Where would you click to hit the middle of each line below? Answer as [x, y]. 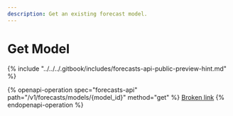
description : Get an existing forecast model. [77, 14]
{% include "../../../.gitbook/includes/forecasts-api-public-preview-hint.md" [117, 69]
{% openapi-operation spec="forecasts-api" [72, 90]
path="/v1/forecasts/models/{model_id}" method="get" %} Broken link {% [116, 97]
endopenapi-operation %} [45, 105]
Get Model [38, 48]
